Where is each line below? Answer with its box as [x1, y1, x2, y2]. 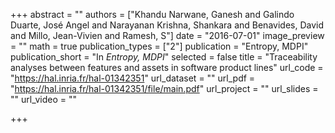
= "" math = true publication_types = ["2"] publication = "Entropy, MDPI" [10, 40, 309, 52]
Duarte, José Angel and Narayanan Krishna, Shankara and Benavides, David [10, 19, 324, 31]
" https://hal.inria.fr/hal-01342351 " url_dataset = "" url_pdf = [10, 72, 256, 84]
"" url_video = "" [10, 94, 77, 105]
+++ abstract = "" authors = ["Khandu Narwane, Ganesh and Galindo [10, 9, 295, 20]
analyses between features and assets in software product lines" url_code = [10, 62, 324, 73]
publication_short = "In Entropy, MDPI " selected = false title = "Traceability [10, 51, 318, 63]
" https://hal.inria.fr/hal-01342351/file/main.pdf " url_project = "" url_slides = [10, 83, 319, 94]
